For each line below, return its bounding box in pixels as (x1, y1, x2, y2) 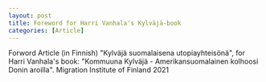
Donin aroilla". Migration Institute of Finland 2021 (8, 65, 170, 75)
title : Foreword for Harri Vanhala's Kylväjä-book (8, 19, 182, 27)
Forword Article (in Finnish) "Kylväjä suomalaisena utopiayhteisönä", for (8, 49, 245, 58)
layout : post (8, 11, 52, 20)
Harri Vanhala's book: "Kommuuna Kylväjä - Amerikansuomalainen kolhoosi (8, 57, 259, 66)
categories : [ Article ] (8, 26, 84, 34)
